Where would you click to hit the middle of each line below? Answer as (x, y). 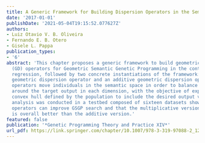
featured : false (27, 119)
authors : (17, 29)
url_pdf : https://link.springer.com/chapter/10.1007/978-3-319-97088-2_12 (103, 131)
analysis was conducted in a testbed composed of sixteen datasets (99, 102)
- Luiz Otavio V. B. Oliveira (45, 35)
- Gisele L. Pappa (30, 46)
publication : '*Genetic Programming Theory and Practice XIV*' (88, 125)
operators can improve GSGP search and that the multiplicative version (106, 108)
